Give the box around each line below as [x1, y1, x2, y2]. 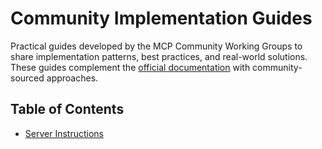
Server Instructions [24, 127, 104, 139]
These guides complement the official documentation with [10, 61, 251, 73]
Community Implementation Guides [10, 7, 313, 30]
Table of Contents [10, 101, 125, 118]
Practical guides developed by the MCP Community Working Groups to [10, 40, 303, 52]
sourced [10, 72, 45, 84]
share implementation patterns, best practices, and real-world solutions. [10, 50, 308, 62]
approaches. [46, 72, 99, 84]
